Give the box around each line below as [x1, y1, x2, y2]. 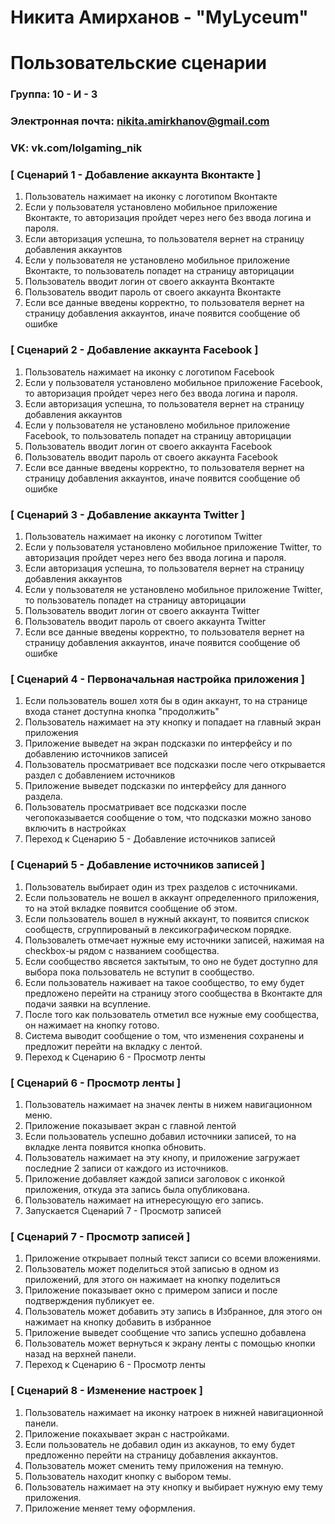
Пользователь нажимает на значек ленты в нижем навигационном [24, 1098, 313, 1110]
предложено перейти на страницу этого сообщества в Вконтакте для [24, 987, 323, 999]
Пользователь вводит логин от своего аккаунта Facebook [24, 440, 273, 452]
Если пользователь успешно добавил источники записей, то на [24, 1130, 297, 1142]
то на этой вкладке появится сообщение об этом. [24, 902, 238, 914]
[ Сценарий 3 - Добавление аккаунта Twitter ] [10, 507, 245, 521]
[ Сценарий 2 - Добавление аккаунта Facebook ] [10, 343, 259, 357]
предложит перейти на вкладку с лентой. [24, 1040, 203, 1052]
